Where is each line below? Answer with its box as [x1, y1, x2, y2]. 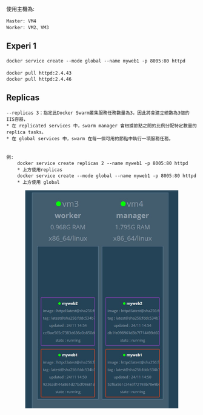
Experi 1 [6, 41, 37, 52]
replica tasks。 [6, 129, 47, 135]
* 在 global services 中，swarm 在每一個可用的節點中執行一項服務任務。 [6, 135, 174, 141]
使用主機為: [6, 5, 35, 12]
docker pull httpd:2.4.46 [6, 76, 72, 82]
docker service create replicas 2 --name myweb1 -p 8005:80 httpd [17, 160, 188, 166]
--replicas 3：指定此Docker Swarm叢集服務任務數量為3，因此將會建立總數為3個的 [6, 110, 190, 116]
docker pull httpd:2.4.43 [6, 70, 72, 76]
